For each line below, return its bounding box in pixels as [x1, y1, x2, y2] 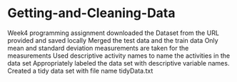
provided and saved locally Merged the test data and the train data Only [7, 36, 219, 44]
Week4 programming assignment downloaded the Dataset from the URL [7, 29, 220, 37]
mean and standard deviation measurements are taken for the [7, 43, 189, 52]
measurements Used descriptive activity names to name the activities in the [7, 51, 231, 60]
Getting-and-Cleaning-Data [7, 5, 176, 21]
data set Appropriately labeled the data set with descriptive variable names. [7, 58, 230, 67]
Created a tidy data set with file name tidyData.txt [7, 66, 153, 75]
